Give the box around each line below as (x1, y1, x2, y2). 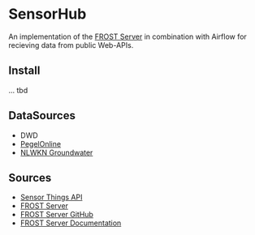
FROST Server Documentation (19, 218, 122, 228)
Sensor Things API (19, 192, 83, 203)
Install (8, 64, 41, 78)
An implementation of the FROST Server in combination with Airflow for (8, 32, 248, 41)
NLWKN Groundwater (19, 147, 93, 157)
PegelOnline (19, 139, 62, 148)
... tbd (8, 85, 28, 95)
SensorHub (8, 5, 87, 23)
